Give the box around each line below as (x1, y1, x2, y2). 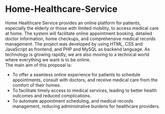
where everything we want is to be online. (5, 57, 91, 62)
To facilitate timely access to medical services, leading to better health (12, 87, 157, 93)
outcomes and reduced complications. (12, 93, 91, 99)
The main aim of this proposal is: (5, 62, 72, 68)
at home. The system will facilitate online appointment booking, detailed (5, 30, 153, 36)
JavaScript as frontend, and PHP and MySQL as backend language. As (5, 46, 150, 52)
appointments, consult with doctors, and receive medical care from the (12, 77, 158, 83)
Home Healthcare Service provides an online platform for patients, (5, 20, 141, 26)
